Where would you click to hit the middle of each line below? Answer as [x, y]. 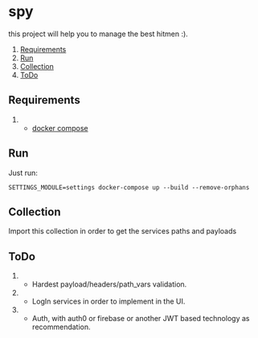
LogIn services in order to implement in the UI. [109, 301]
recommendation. [61, 327]
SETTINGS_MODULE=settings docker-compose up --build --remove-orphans [129, 187]
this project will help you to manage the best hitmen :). [98, 34]
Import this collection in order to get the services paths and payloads [123, 231]
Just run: [23, 173]
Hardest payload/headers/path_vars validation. [109, 284]
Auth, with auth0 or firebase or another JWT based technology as [141, 319]
